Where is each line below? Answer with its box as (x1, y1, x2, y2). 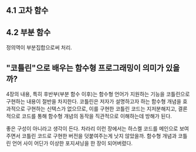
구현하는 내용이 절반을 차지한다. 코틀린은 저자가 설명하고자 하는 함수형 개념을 (6, 98, 182, 105)
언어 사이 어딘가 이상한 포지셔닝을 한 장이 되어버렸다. (12, 140, 133, 147)
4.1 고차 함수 (6, 5, 49, 16)
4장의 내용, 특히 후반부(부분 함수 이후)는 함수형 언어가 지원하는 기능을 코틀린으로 (6, 90, 190, 98)
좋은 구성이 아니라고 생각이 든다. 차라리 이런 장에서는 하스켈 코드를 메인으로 (6, 125, 178, 132)
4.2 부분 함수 (6, 27, 51, 37)
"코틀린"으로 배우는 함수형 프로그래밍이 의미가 (6, 63, 164, 73)
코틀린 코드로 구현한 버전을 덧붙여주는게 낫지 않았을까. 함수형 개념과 (21, 133, 177, 140)
